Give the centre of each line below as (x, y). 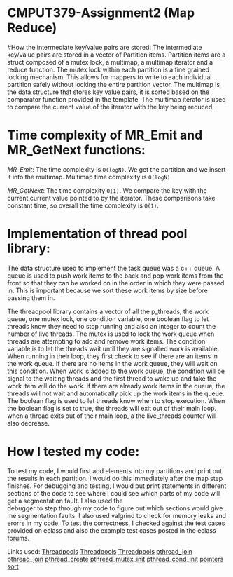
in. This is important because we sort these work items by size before (107, 290)
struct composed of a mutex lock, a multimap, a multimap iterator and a (110, 62)
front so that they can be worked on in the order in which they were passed (116, 283)
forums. (19, 538)
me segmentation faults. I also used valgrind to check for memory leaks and (116, 515)
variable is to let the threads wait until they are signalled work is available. (113, 348)
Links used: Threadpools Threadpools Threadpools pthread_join (100, 551)
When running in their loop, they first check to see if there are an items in (113, 356)
